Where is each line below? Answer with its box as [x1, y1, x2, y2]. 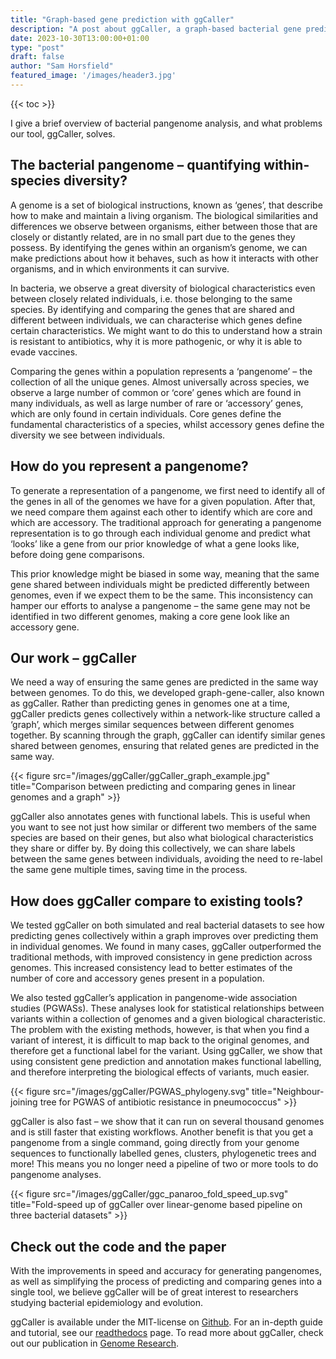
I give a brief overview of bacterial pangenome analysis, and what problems [10, 117, 323, 129]
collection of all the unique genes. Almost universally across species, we [10, 376, 310, 388]
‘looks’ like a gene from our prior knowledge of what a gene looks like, [10, 537, 300, 550]
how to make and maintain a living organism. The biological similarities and [10, 209, 319, 221]
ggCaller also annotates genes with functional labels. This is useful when [10, 811, 311, 823]
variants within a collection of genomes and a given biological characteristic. [10, 1013, 326, 1025]
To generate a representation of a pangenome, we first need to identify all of [10, 484, 326, 496]
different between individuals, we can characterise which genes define [10, 314, 303, 326]
